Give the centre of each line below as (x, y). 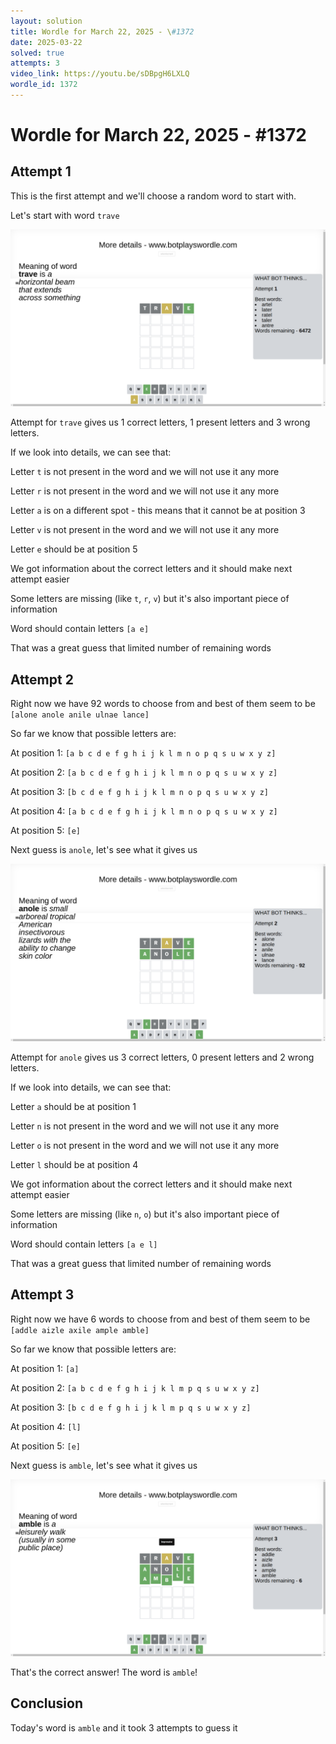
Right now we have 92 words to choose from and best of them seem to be (163, 704)
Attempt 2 (42, 679)
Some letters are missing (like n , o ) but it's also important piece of (145, 1214)
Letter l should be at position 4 (74, 1164)
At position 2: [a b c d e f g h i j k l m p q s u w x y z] (135, 1387)
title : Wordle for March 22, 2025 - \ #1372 (102, 31)
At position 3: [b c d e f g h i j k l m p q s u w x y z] (131, 1407)
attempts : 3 (35, 63)
